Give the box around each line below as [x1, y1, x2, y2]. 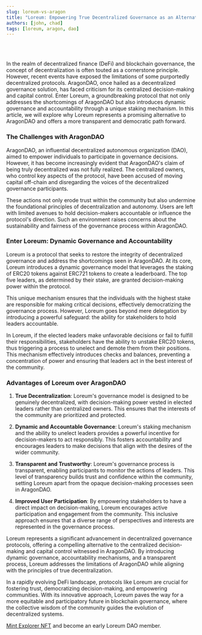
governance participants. [6, 185, 69, 192]
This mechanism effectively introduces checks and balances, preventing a [6, 350, 191, 358]
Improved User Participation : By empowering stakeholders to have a [14, 498, 186, 505]
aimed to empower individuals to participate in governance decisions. [6, 153, 179, 160]
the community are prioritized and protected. [14, 412, 126, 419]
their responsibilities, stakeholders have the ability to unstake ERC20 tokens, [6, 338, 195, 345]
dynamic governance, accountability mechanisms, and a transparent [6, 554, 176, 562]
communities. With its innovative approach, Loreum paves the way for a [6, 591, 184, 599]
